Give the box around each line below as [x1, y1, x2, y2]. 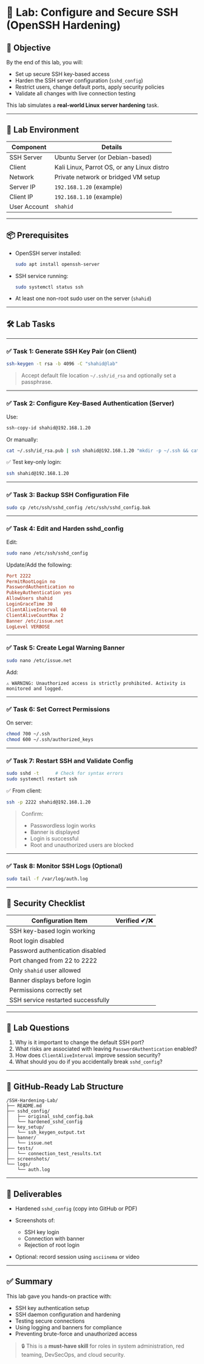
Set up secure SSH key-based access [15, 70, 110, 78]
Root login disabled [9, 936, 64, 945]
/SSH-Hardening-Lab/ [6, 1097, 59, 1104]
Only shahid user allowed [9, 966, 81, 974]
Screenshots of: [15, 1216, 55, 1224]
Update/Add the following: [6, 561, 72, 568]
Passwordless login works [30, 822, 96, 829]
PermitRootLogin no [6, 578, 56, 585]
